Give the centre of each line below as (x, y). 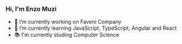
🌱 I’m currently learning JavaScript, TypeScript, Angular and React (95, 28)
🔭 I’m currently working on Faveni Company (68, 22)
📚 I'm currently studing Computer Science (67, 35)
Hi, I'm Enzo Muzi (31, 9)
